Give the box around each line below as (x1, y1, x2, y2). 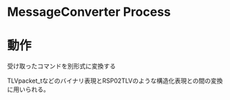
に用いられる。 (7, 86, 50, 94)
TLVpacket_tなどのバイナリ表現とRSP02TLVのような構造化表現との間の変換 (7, 77, 223, 85)
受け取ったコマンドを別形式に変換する (7, 62, 116, 70)
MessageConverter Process (7, 4, 171, 20)
